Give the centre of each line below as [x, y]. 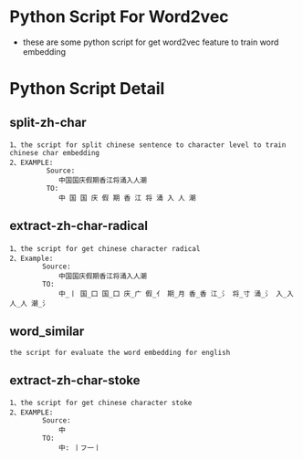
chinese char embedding [55, 152]
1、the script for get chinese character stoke [101, 403]
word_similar [47, 332]
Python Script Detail [87, 89]
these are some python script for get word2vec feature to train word [151, 42]
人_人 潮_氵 [30, 303]
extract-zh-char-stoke [75, 380]
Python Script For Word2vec [120, 17]
